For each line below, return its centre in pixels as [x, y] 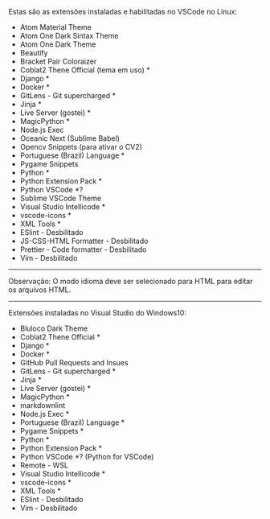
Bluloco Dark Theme [54, 328]
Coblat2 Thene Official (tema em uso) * [85, 70]
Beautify [34, 53]
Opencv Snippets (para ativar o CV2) [81, 147]
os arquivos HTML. [40, 290]
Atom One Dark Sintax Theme [69, 36]
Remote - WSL [44, 465]
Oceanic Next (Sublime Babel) [70, 138]
